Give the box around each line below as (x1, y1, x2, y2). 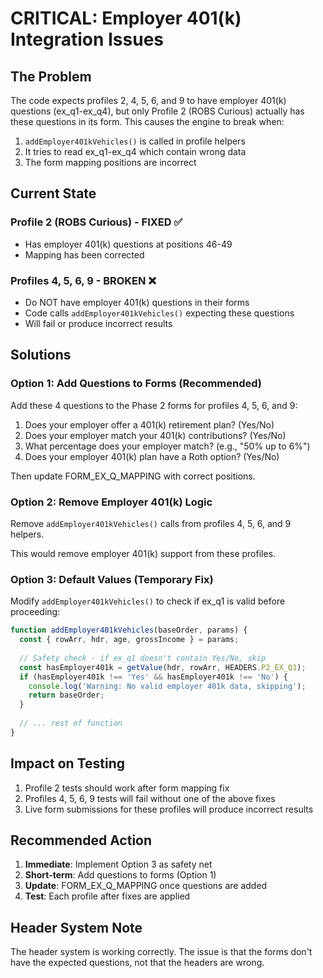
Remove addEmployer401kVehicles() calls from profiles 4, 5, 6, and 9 (10, 517, 292, 529)
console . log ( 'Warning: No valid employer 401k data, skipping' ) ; (28, 681, 307, 691)
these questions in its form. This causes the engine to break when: (10, 116, 285, 127)
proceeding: (10, 606, 61, 618)
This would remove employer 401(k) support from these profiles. (10, 547, 277, 559)
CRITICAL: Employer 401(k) (10, 7, 242, 30)
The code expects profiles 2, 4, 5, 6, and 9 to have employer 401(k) (10, 95, 287, 106)
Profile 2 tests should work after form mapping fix (24, 782, 230, 794)
